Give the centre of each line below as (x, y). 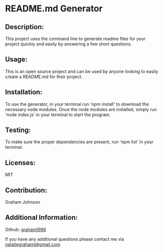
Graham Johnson (23, 202)
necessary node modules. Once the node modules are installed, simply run (81, 109)
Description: (25, 27)
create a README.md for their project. (44, 77)
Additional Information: (41, 218)
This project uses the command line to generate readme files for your (76, 39)
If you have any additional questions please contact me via (65, 239)
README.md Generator (54, 9)
